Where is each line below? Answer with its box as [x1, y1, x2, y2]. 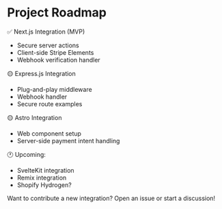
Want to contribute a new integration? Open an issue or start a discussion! [7, 194, 216, 202]
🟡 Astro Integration [7, 113, 62, 121]
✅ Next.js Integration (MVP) [7, 27, 85, 36]
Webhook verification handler [16, 56, 100, 64]
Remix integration [16, 173, 67, 182]
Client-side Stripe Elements [16, 48, 94, 56]
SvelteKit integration [16, 166, 74, 174]
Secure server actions [16, 41, 80, 49]
